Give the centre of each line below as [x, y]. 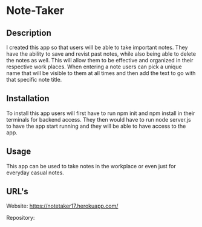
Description [29, 33]
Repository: [21, 218]
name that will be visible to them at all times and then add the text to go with [101, 73]
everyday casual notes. [35, 173]
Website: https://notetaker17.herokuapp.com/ [62, 206]
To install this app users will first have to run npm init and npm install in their [101, 113]
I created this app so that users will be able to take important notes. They [97, 47]
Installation [28, 98]
